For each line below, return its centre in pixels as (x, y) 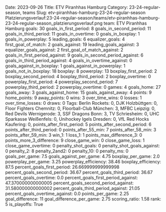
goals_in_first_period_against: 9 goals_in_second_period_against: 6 (74, 55)
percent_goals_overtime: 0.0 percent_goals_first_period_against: (71, 178)
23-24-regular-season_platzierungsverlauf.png (54, 23)
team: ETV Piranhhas (125, 23)
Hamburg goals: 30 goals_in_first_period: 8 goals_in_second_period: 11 (78, 29)
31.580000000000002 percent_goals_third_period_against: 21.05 (73, 188)
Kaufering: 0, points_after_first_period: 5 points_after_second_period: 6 (78, 124)
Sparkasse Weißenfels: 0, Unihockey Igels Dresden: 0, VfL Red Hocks (77, 119)
